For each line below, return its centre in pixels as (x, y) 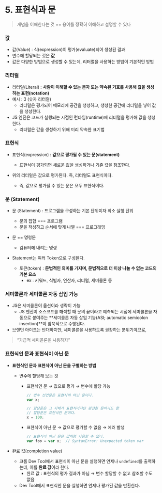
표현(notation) (35, 93)
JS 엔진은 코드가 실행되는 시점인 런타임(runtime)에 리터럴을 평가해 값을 (79, 117)
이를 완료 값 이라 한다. (50, 467)
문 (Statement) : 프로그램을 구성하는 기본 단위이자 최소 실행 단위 (73, 211)
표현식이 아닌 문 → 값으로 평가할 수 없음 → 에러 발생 (75, 428)
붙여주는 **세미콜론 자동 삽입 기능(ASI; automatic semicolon (90, 318)
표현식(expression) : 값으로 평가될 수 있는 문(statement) (66, 154)
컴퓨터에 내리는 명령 (38, 248)
